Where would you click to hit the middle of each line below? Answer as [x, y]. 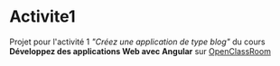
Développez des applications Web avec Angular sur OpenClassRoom [140, 51]
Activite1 [42, 17]
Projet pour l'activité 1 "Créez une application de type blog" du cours [137, 42]
